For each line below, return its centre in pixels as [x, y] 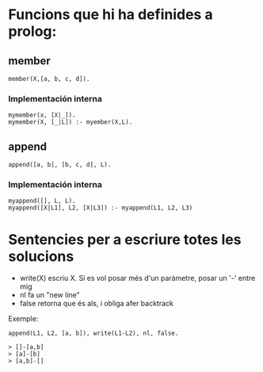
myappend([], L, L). [42, 201]
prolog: [32, 31]
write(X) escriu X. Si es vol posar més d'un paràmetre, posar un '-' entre [137, 278]
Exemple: [23, 319]
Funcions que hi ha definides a [111, 15]
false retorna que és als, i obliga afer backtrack [97, 304]
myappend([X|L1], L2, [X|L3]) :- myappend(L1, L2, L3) [101, 208]
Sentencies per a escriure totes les [125, 239]
